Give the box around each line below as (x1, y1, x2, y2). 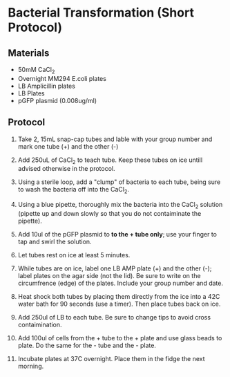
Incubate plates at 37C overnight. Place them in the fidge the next (17, 355, 206, 362)
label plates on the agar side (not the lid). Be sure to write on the (17, 272, 201, 279)
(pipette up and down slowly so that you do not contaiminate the (17, 210, 202, 217)
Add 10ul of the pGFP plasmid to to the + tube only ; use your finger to (17, 230, 217, 238)
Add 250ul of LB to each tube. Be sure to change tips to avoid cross (17, 313, 211, 321)
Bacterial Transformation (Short (8, 5, 194, 21)
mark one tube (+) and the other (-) (17, 142, 119, 150)
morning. (17, 362, 44, 370)
